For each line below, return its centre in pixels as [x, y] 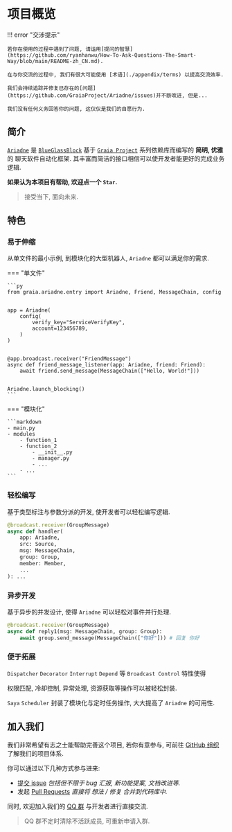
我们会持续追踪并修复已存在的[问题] [52, 88]
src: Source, [38, 545]
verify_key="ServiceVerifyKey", [79, 323]
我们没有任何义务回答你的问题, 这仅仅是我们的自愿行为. [76, 109]
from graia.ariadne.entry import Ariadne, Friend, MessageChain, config [114, 292]
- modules [21, 434]
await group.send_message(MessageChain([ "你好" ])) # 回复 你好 [109, 638]
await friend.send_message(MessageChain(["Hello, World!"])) [109, 371]
